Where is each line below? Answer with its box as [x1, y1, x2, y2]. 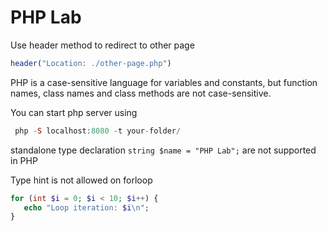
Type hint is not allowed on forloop [10, 174, 153, 186]
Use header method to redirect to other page [10, 39, 195, 51]
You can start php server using [10, 106, 138, 118]
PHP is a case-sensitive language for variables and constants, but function [10, 76, 318, 88]
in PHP [10, 154, 38, 166]
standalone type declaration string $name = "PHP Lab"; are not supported [10, 144, 317, 156]
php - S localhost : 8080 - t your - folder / [14, 126, 182, 136]
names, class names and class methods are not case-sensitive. [10, 87, 272, 99]
